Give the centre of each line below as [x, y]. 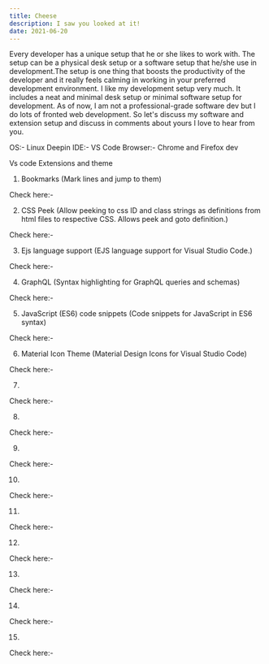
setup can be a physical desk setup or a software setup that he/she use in [133, 63]
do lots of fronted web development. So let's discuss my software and [127, 115]
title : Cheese [33, 16]
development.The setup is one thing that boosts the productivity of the [128, 72]
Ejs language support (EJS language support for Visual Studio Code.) [137, 251]
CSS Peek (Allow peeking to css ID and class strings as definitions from [141, 210]
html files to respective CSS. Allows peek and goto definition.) [124, 219]
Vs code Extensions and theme [61, 163]
